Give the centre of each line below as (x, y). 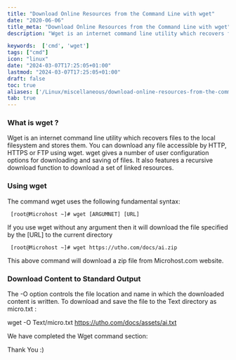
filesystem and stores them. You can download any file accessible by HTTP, (117, 145)
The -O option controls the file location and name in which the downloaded (116, 294)
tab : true (22, 98)
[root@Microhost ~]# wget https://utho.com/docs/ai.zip (94, 247)
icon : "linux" (28, 59)
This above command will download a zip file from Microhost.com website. (116, 260)
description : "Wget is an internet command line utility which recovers (116, 33)
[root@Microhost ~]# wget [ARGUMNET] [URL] (75, 214)
